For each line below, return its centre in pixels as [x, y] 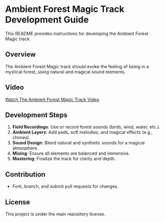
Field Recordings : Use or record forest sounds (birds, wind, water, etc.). [86, 127]
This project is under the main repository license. [55, 214]
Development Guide [47, 20]
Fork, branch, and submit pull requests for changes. [65, 186]
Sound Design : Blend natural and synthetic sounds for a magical [79, 143]
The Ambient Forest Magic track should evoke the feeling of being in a [77, 66]
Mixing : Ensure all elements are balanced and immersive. [71, 153]
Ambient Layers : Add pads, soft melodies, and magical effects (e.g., [82, 132]
